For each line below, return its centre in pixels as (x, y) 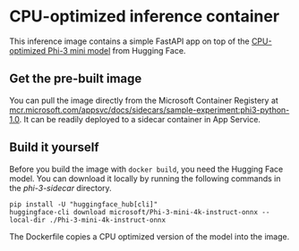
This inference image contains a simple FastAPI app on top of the (129, 41)
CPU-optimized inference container (145, 17)
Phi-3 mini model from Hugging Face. (117, 50)
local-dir (28, 220)
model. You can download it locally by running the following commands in (145, 178)
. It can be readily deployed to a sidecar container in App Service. (140, 119)
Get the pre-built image (76, 79)
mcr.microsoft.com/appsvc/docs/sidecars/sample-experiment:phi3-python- (149, 110)
